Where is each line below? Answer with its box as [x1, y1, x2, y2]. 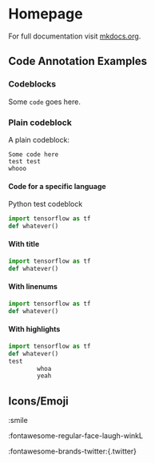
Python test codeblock [8, 199, 83, 209]
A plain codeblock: [8, 135, 70, 144]
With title [8, 240, 40, 249]
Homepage [8, 5, 83, 23]
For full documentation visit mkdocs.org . [8, 31, 141, 41]
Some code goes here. [8, 97, 81, 107]
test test [8, 157, 42, 165]
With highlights [8, 324, 61, 334]
